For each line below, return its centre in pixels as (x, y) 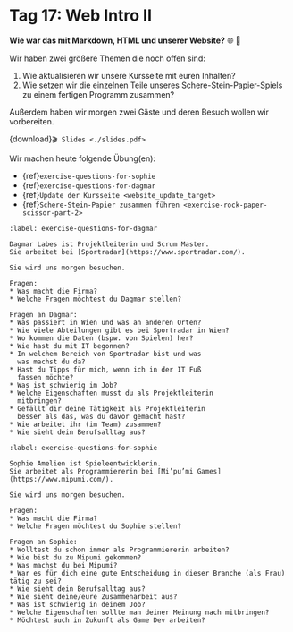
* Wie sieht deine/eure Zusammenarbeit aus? (93, 596)
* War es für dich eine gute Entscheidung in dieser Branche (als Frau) (147, 573)
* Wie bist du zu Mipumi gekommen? (75, 557)
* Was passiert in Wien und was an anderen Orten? (105, 322)
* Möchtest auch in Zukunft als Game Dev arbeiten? (107, 620)
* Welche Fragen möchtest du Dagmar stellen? (95, 299)
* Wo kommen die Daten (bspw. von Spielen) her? (101, 338)
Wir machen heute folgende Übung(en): (83, 158)
